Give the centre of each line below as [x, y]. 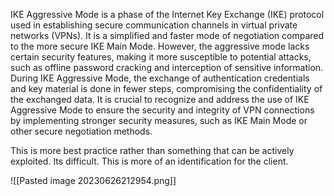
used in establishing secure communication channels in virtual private [154, 25]
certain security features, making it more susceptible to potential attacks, [161, 57]
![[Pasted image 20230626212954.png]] [93, 180]
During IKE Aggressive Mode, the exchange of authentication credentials [160, 78]
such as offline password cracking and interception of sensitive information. [167, 67]
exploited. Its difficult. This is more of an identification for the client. [149, 161]
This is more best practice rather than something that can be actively [152, 150]
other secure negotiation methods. [81, 131]
